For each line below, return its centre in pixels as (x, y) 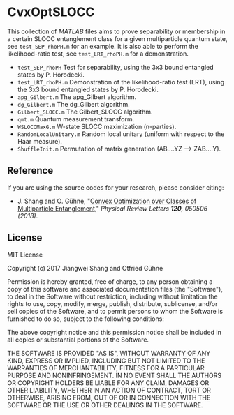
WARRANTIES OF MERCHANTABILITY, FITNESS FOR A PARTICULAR (106, 368)
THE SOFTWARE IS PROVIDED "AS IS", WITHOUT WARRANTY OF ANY (109, 353)
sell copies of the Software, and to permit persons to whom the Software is (115, 311)
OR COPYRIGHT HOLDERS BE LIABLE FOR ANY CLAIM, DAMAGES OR (108, 383)
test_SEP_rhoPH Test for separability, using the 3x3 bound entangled (116, 67)
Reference (30, 171)
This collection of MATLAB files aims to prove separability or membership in (116, 31)
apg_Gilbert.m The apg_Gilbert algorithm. (77, 97)
